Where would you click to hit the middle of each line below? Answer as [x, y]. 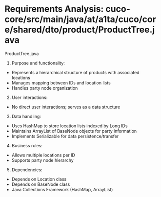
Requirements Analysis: [54, 9]
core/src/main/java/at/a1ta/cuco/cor [80, 19]
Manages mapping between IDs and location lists [61, 83]
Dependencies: [27, 170]
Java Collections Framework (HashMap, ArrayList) [62, 189]
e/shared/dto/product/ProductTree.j [80, 30]
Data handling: [26, 116]
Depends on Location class [39, 179]
